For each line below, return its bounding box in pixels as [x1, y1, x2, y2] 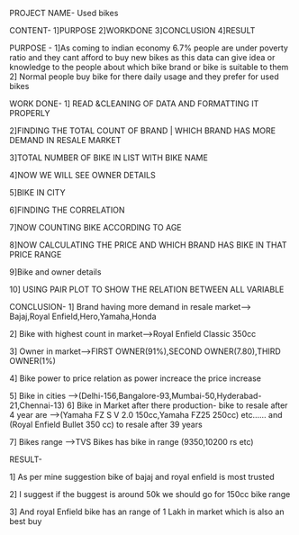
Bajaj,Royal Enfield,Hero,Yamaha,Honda [9, 311, 157, 322]
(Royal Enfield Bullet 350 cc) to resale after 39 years [9, 419, 203, 430]
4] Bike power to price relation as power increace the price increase [9, 373, 261, 384]
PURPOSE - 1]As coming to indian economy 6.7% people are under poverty [9, 42, 288, 53]
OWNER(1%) [9, 356, 57, 366]
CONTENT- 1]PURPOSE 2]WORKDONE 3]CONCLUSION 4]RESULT [9, 25, 256, 35]
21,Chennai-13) [9, 400, 65, 411]
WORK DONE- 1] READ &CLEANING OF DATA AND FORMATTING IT [9, 98, 259, 109]
